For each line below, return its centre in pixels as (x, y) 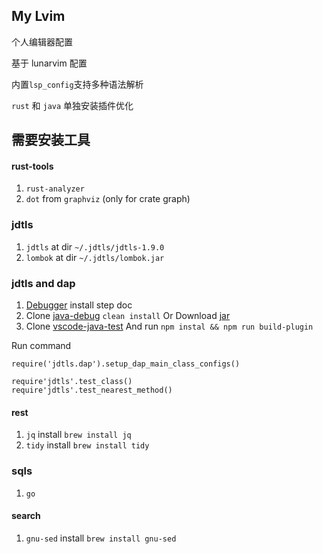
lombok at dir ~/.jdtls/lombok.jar (95, 257)
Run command (41, 345)
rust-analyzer (55, 189)
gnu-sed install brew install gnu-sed (101, 538)
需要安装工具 (51, 140)
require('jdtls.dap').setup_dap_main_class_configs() (126, 364)
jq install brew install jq (78, 435)
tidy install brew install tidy (87, 445)
